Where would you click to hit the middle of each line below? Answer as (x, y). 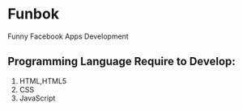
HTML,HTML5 (43, 80)
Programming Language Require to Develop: (122, 62)
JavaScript (37, 98)
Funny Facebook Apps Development (68, 36)
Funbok (34, 14)
